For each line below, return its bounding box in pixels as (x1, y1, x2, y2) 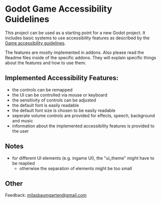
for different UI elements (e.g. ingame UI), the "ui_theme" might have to (12, 155, 155, 161)
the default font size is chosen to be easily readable (12, 107, 115, 113)
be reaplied (12, 160, 35, 166)
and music (12, 118, 33, 123)
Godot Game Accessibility (5, 3, 113, 15)
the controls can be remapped (12, 86, 73, 93)
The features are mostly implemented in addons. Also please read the (5, 50, 144, 55)
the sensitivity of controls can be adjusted (12, 97, 96, 103)
